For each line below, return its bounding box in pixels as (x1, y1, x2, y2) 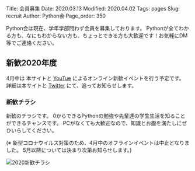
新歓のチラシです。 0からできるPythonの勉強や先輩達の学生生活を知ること (6, 113, 186, 120)
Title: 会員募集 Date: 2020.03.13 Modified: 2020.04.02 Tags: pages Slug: (6, 5, 180, 12)
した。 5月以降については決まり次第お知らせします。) (6, 146, 132, 153)
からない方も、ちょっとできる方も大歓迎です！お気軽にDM (46, 32, 188, 39)
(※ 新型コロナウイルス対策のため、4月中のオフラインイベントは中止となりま (6, 139, 190, 146)
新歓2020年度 (6, 58, 57, 68)
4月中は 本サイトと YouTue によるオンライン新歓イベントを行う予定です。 (6, 75, 184, 82)
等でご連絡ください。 (6, 40, 57, 46)
